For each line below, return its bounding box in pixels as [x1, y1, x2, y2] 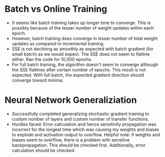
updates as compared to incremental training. [11, 40, 105, 46]
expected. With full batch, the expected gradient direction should [11, 72, 144, 78]
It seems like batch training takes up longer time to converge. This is [11, 20, 151, 26]
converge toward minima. [11, 77, 64, 83]
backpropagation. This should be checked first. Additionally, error [11, 142, 146, 148]
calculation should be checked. [11, 147, 76, 153]
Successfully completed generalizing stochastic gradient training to [11, 111, 149, 117]
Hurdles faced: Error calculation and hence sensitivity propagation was [11, 121, 157, 127]
